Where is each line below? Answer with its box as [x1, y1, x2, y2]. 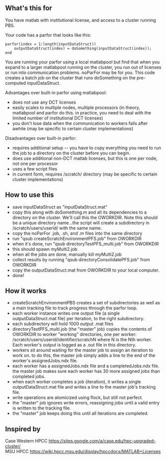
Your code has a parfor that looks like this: [5, 32, 92, 38]
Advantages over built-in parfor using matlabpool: [5, 89, 107, 96]
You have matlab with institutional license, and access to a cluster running [5, 17, 156, 23]
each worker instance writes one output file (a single [12, 310, 120, 316]
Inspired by [5, 425, 41, 433]
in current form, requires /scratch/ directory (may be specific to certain [12, 171, 158, 177]
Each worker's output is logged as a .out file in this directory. [12, 342, 136, 348]
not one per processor [12, 161, 58, 167]
